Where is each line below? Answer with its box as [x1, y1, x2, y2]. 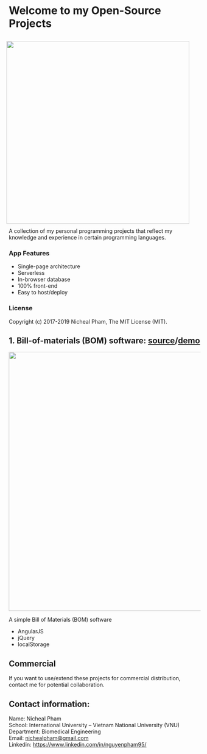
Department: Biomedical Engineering [9, 728, 101, 735]
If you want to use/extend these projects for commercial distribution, [9, 675, 181, 682]
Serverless [17, 269, 45, 277]
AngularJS [17, 628, 44, 635]
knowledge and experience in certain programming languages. [9, 233, 166, 241]
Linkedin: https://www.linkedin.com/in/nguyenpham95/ [9, 741, 147, 748]
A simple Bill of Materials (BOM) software [9, 616, 112, 624]
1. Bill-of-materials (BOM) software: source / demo [9, 335, 200, 346]
